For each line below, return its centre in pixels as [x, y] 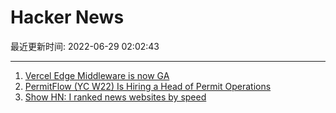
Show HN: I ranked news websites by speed [115, 97]
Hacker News [67, 17]
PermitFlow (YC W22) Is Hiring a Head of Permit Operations [148, 86]
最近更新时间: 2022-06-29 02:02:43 [85, 46]
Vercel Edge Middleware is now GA [97, 75]
